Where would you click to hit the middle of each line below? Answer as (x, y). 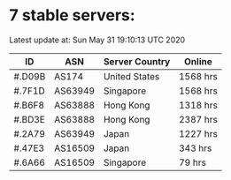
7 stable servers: (72, 15)
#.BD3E (30, 119)
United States (131, 76)
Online (198, 61)
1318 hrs (198, 105)
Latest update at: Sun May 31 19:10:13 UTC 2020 (97, 40)
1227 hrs (198, 133)
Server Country (137, 61)
